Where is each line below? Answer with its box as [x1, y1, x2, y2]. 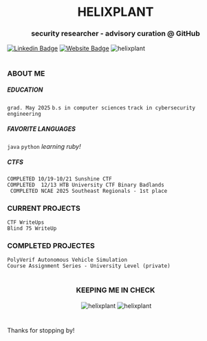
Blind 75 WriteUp [7, 225, 57, 231]
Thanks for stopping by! [7, 326, 75, 334]
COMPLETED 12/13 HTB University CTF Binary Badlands [7, 181, 165, 188]
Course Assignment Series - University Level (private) [7, 262, 171, 269]
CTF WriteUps [7, 218, 45, 226]
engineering [7, 110, 41, 117]
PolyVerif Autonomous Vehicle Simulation [7, 256, 128, 264]
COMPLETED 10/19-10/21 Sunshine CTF [7, 175, 112, 183]
